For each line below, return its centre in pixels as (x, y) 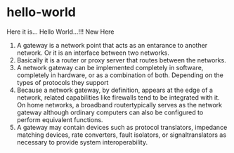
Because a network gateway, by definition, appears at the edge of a (115, 90)
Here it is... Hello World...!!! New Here (60, 32)
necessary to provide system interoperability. (82, 142)
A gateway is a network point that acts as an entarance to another (112, 45)
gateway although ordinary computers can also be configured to (110, 112)
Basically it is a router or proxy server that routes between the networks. (121, 60)
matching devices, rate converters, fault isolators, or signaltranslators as (121, 135)
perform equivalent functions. (60, 119)
